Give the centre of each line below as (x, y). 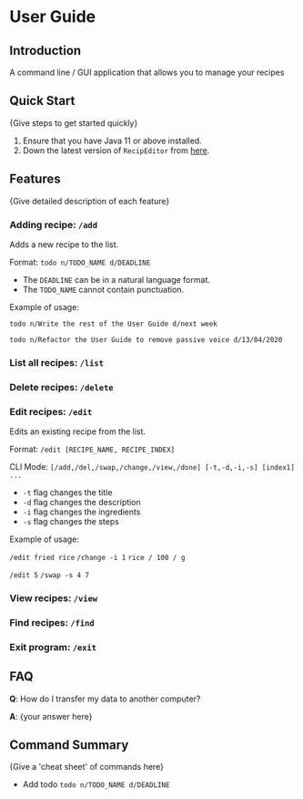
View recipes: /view (54, 597)
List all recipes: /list (57, 362)
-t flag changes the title (67, 493)
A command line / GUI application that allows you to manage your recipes (147, 72)
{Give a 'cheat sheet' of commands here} (86, 767)
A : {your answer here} (51, 716)
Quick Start (42, 101)
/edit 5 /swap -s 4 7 (49, 576)
